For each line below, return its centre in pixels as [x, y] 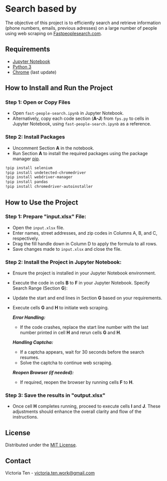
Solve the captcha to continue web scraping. [66, 363]
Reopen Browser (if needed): [43, 373]
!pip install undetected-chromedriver [46, 173]
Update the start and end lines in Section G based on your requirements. [87, 298]
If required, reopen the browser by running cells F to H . [77, 382]
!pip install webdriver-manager [39, 177]
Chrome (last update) [34, 72]
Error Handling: [29, 317]
